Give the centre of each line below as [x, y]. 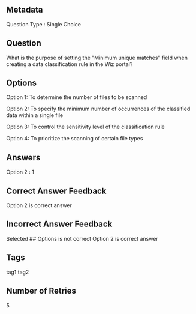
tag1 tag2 [18, 272]
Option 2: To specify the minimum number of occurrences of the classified [98, 109]
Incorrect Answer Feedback [59, 224]
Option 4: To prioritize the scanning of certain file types [75, 139]
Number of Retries [41, 291]
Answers [23, 158]
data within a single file [35, 115]
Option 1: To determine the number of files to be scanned [77, 97]
